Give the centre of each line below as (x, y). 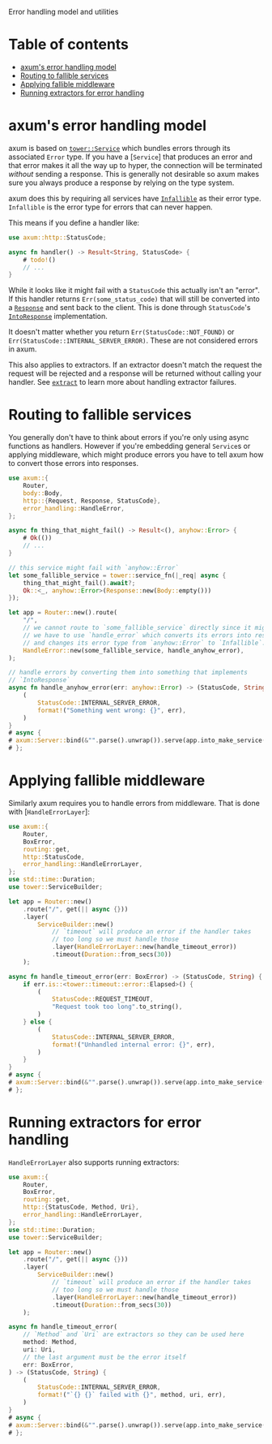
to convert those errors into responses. (74, 463)
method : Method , (51, 1343)
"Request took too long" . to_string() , (117, 1007)
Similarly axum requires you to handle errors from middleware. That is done (134, 803)
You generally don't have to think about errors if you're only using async (129, 438)
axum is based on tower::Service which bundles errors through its (119, 148)
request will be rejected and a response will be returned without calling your (135, 373)
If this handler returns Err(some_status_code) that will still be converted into (134, 299)
